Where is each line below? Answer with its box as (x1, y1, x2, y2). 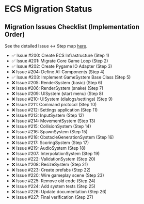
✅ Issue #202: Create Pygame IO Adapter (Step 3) (11, 63, 112, 69)
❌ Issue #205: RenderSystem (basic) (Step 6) (11, 80, 103, 85)
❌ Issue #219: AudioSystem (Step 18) (11, 145, 86, 151)
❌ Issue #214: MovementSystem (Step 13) (11, 118, 96, 124)
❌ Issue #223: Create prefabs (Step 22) (11, 167, 91, 173)
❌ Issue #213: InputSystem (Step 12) (11, 112, 84, 118)
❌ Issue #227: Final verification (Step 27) (11, 194, 94, 200)
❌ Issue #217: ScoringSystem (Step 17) (11, 140, 89, 145)
